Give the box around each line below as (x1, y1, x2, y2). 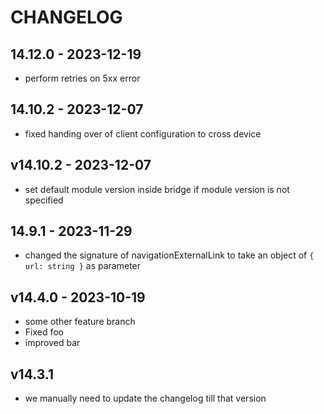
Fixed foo (24, 326, 65, 338)
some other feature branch (24, 316, 136, 328)
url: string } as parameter (24, 260, 142, 272)
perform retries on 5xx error (24, 72, 141, 84)
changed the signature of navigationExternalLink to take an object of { (24, 249, 315, 261)
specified (24, 194, 64, 206)
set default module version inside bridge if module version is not (24, 183, 290, 195)
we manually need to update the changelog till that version (24, 392, 267, 405)
